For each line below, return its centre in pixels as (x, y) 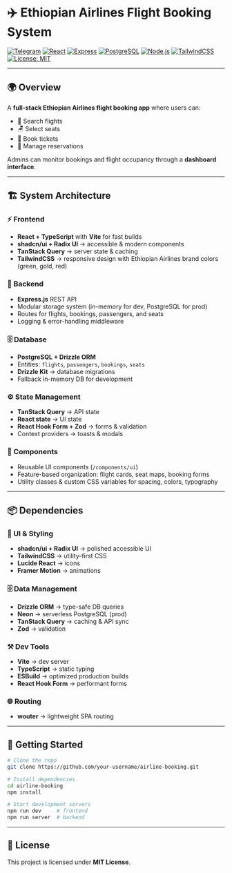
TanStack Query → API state (58, 412)
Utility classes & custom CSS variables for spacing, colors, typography (117, 481)
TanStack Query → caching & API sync (73, 621)
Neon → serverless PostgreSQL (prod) (72, 614)
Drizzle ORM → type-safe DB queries (70, 607)
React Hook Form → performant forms (72, 683)
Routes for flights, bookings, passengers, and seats (90, 313)
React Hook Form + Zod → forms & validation (82, 426)
